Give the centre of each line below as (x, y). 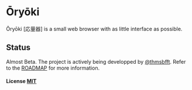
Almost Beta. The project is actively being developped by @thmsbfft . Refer (96, 61)
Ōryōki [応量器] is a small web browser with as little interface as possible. (94, 29)
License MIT (21, 81)
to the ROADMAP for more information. (53, 68)
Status (18, 48)
